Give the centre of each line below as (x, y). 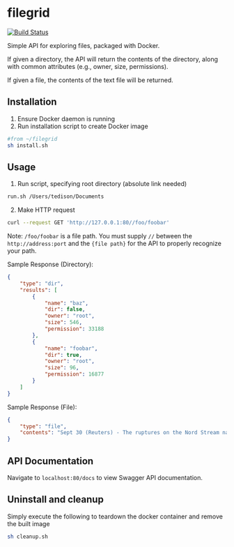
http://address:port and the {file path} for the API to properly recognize (114, 244)
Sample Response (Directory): (50, 264)
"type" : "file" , (44, 426)
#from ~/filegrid (32, 139)
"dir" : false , (65, 309)
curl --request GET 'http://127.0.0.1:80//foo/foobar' (88, 223)
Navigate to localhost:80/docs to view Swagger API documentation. (105, 478)
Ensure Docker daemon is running (66, 118)
